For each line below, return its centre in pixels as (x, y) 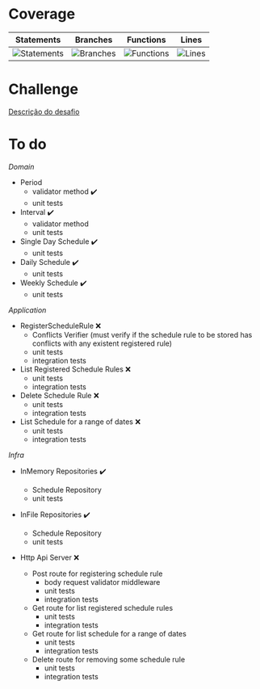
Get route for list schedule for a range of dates (109, 633)
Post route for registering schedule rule (97, 573)
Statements (38, 40)
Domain (21, 166)
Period (31, 182)
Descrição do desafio (44, 111)
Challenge (44, 89)
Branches (94, 40)
